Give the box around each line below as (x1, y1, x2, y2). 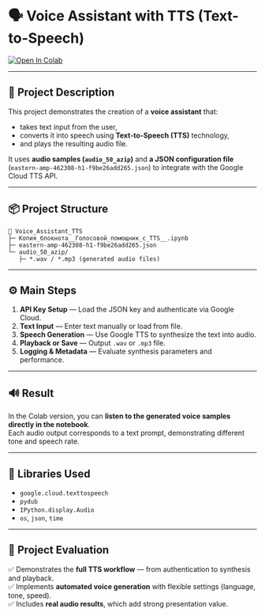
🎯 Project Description (8, 85, 115, 100)
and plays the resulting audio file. (19, 138, 129, 148)
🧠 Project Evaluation (8, 543, 110, 557)
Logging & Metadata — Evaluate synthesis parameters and (19, 346, 213, 357)
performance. (19, 355, 65, 365)
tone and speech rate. (8, 436, 80, 446)
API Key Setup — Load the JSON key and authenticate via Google (19, 304, 234, 314)
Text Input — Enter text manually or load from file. (19, 322, 183, 331)
